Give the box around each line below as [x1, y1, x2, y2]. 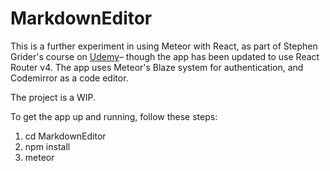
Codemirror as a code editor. [10, 72, 129, 84]
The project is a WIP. [10, 91, 97, 103]
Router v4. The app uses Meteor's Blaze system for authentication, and [10, 61, 304, 73]
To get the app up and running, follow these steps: [10, 110, 218, 122]
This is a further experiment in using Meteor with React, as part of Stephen [10, 40, 318, 52]
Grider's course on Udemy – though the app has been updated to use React [10, 50, 320, 62]
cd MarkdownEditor [24, 130, 107, 142]
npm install [24, 140, 71, 152]
